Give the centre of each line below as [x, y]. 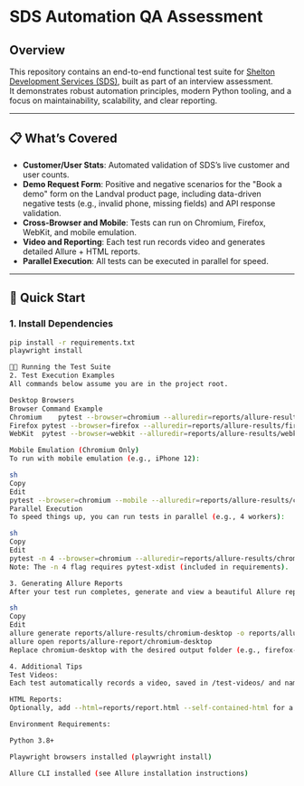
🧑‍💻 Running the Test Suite [60, 367]
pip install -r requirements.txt [72, 342]
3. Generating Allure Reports [66, 583]
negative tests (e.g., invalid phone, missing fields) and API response [149, 203]
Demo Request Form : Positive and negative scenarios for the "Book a [152, 184]
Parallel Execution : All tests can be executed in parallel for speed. [145, 260]
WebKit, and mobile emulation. [80, 232]
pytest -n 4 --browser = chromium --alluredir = [96, 558]
